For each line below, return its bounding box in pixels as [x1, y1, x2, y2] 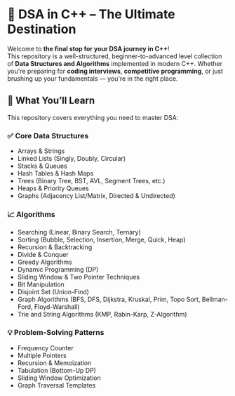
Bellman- [201, 295, 228, 304]
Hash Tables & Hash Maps [17, 169, 94, 178]
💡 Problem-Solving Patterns [7, 328, 105, 338]
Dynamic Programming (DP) [17, 265, 99, 274]
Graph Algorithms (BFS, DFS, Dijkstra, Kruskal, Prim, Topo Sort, [17, 295, 201, 304]
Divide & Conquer [17, 251, 69, 259]
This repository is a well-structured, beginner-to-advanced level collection [7, 52, 222, 60]
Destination [7, 21, 76, 37]
